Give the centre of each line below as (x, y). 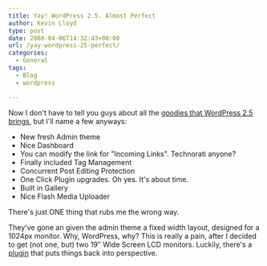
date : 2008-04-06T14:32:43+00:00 (64, 38)
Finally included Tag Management (76, 162)
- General (32, 61)
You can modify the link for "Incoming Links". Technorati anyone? (128, 154)
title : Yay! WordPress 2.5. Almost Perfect (82, 16)
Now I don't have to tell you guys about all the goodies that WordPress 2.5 (131, 112)
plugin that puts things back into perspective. (83, 252)
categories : (28, 53)
